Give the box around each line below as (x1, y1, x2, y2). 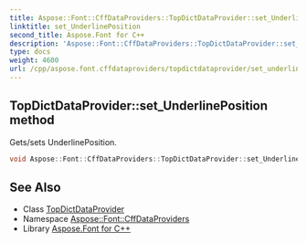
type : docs (9, 48, 51, 57)
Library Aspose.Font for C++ (22, 223, 131, 234)
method (9, 112, 55, 128)
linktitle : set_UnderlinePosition (9, 22, 142, 31)
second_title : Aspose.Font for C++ (9, 30, 145, 39)
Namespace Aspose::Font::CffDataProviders (22, 214, 190, 225)
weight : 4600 (9, 56, 59, 65)
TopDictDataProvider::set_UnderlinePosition (9, 98, 268, 114)
